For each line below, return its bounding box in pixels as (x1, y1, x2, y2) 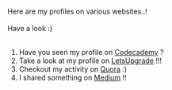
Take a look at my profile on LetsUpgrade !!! (18, 56, 162, 65)
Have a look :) (7, 24, 53, 33)
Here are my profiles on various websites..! (7, 6, 147, 16)
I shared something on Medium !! (18, 73, 127, 82)
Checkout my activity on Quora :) (18, 65, 128, 73)
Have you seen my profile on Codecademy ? (18, 48, 164, 57)
